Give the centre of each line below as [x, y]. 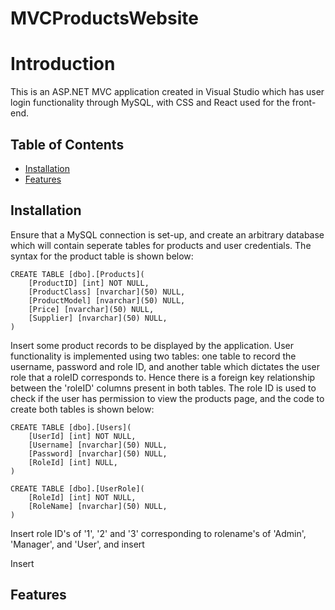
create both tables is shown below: [82, 409]
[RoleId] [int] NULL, [73, 462]
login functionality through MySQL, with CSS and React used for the [150, 103]
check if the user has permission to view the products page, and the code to [167, 398]
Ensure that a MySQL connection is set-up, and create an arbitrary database [167, 234]
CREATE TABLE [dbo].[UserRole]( [77, 488]
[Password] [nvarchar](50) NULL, [98, 453]
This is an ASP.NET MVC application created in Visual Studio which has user [167, 92]
